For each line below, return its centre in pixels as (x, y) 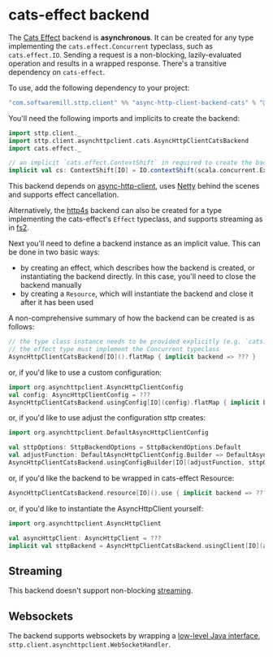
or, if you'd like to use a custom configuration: (85, 372)
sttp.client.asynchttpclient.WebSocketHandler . (90, 645)
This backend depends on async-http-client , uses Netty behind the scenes (134, 186)
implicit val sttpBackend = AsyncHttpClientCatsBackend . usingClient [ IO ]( (136, 546)
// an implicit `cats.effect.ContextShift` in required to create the (130, 163)
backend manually (51, 285)
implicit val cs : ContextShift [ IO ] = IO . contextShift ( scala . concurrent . (134, 171)
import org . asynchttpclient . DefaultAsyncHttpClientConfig (108, 433)
